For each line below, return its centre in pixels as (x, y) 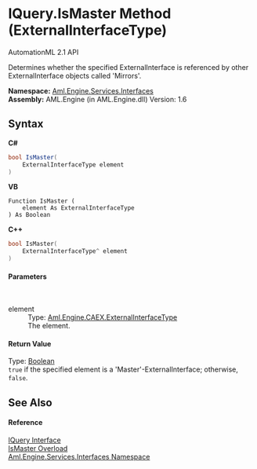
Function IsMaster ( (42, 201)
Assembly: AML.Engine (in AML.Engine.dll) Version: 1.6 (98, 99)
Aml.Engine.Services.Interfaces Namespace (79, 457)
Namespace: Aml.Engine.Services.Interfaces (81, 90)
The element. (49, 326)
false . (18, 378)
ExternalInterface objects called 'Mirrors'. (75, 75)
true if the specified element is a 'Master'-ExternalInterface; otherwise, (123, 369)
